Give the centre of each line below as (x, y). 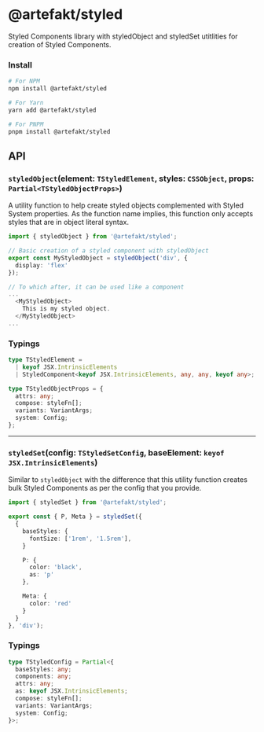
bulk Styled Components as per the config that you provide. (105, 488)
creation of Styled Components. (60, 44)
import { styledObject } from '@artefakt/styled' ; (93, 237)
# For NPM (24, 81)
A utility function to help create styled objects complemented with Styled (126, 205)
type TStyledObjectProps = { (56, 388)
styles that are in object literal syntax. (69, 223)
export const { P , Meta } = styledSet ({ (75, 517)
